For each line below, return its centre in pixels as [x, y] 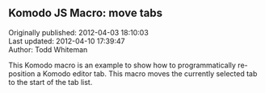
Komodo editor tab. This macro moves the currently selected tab [150, 73]
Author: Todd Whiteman [48, 49]
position [22, 73]
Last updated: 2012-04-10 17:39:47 [67, 41]
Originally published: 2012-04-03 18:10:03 [79, 32]
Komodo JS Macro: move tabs [86, 13]
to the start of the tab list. [50, 82]
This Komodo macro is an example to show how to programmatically [122, 65]
